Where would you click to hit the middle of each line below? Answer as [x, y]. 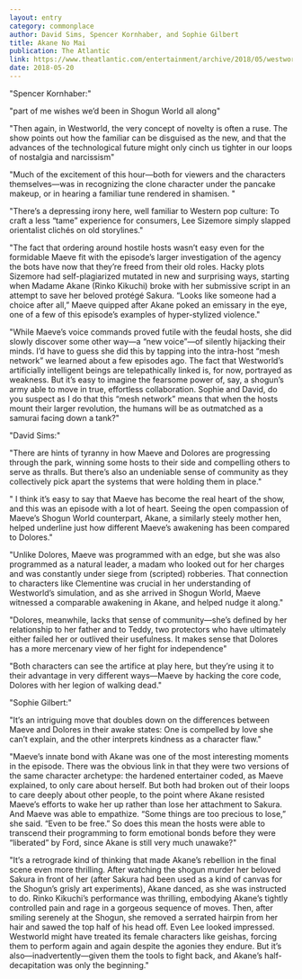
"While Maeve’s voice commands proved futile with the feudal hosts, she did [151, 332]
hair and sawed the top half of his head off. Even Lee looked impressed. [142, 927]
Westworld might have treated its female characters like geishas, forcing [143, 936]
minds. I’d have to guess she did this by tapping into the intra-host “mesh [145, 351]
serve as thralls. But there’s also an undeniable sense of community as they [149, 472]
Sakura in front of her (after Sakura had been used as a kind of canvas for [146, 879]
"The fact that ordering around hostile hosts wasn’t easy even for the [137, 247]
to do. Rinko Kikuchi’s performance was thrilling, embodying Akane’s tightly [149, 898]
